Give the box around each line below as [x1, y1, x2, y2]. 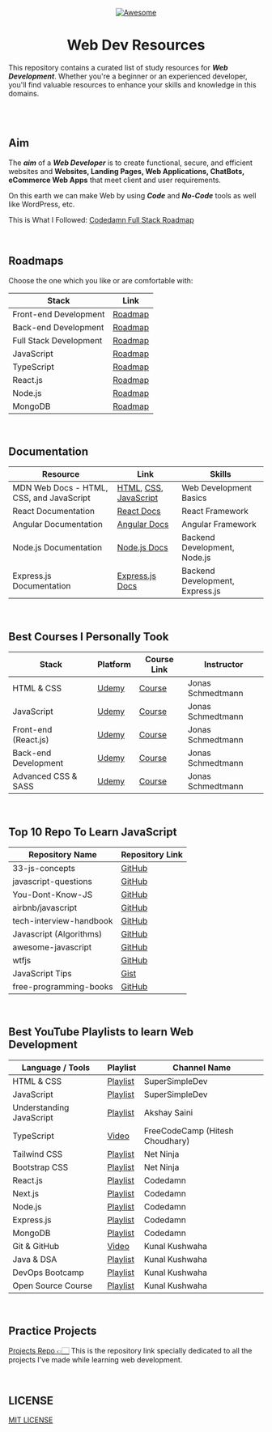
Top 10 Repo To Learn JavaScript [8, 825, 177, 839]
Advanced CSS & [12, 771, 78, 782]
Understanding [12, 1102, 70, 1113]
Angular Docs [117, 519, 169, 530]
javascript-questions [12, 876, 93, 886]
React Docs [117, 506, 161, 517]
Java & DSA [12, 1253, 57, 1264]
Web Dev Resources [66, 36, 206, 54]
